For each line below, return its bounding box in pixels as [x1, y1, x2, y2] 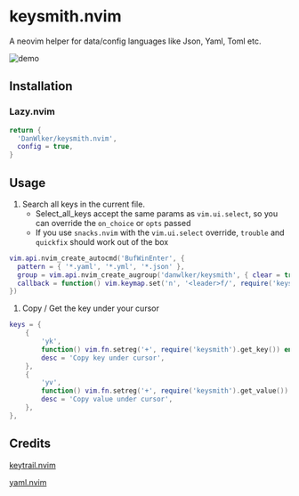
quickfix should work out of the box [35, 236, 169, 247]
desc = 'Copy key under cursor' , [41, 354, 166, 362]
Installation [9, 78, 73, 94]
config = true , [17, 142, 74, 151]
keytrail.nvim [9, 459, 56, 470]
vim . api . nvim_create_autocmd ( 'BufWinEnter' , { [9, 254, 185, 263]
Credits [9, 436, 52, 451]
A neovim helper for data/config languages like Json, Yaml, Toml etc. [9, 36, 262, 46]
